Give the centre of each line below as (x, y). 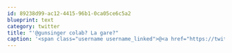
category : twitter (33, 26)
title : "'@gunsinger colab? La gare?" (63, 33)
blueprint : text (30, 20)
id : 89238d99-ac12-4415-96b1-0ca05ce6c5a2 (69, 13)
